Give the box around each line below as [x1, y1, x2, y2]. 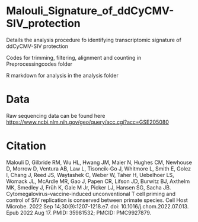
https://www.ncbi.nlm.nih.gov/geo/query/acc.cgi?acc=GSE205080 [6, 118, 169, 126]
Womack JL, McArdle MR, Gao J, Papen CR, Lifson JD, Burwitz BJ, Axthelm [6, 178, 190, 185]
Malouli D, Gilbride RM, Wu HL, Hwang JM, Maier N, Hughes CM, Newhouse [6, 159, 193, 166]
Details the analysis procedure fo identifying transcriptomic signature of [6, 36, 182, 43]
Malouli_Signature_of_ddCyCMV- [6, 4, 174, 18]
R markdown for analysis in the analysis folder [6, 72, 119, 79]
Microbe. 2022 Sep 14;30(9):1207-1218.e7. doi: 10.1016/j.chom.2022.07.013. [6, 202, 189, 210]
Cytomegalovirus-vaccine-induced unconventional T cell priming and [6, 190, 176, 197]
